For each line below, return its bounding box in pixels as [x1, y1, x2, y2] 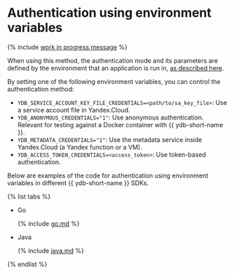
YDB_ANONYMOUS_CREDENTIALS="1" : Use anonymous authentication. [17, 113, 205, 122]
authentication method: [7, 85, 75, 93]
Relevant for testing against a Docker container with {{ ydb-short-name [17, 120, 223, 129]
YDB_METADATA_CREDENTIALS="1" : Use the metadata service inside [17, 135, 202, 144]
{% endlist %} [7, 260, 48, 268]
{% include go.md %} [17, 219, 80, 228]
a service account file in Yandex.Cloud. [17, 106, 130, 114]
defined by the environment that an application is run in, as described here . [7, 64, 224, 72]
